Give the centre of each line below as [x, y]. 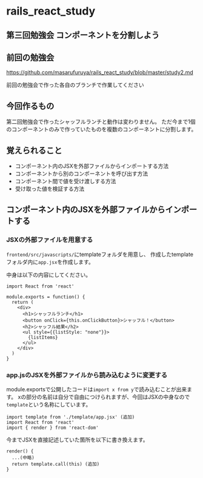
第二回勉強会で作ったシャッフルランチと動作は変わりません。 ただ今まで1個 [101, 122]
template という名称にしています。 [49, 404]
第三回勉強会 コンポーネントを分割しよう [83, 35]
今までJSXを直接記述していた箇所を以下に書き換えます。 [77, 440]
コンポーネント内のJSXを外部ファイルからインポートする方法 [92, 166]
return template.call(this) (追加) [56, 464]
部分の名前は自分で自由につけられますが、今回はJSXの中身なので [108, 397]
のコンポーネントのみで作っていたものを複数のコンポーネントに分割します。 [101, 129]
